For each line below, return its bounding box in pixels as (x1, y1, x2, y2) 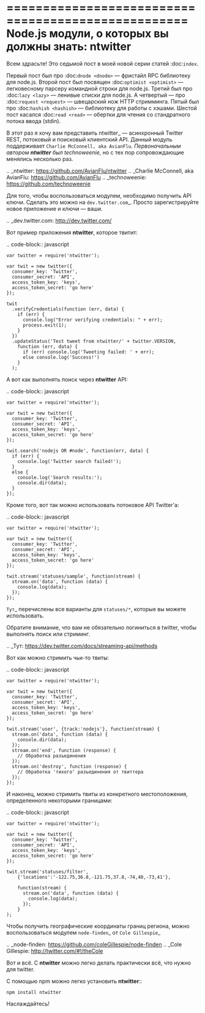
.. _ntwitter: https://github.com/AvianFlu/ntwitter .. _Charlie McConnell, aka (6, 167, 194, 175)
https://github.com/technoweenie (6, 180, 91, 187)
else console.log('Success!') (22, 354, 100, 360)
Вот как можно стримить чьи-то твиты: (6, 653, 110, 661)
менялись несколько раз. (6, 155, 73, 162)
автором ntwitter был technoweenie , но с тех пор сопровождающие (6, 148, 185, 156)
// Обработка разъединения (17, 753, 86, 759)
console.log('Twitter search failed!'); (17, 458, 122, 464)
